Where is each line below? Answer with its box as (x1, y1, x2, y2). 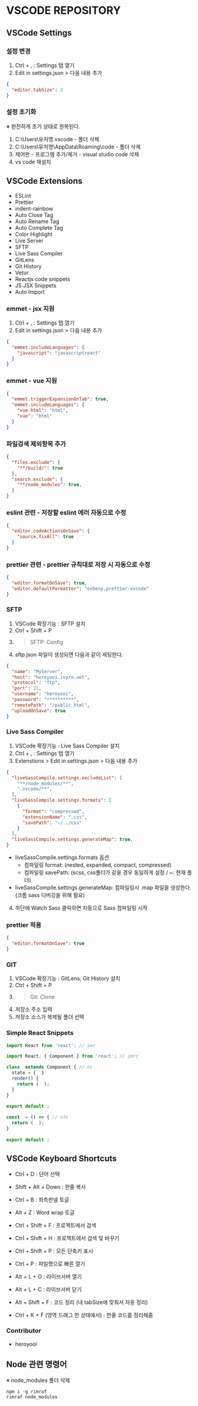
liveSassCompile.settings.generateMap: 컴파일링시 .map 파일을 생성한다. (14, 884, 191, 891)
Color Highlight (14, 230, 53, 238)
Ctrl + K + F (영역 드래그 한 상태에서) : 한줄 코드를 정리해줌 (14, 1311, 153, 1319)
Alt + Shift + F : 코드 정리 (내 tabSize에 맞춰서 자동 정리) (14, 1298, 149, 1306)
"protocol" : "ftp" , (11, 680, 61, 686)
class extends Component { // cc (6, 1064, 93, 1071)
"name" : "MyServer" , (11, 668, 63, 674)
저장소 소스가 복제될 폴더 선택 (14, 1013, 84, 1021)
